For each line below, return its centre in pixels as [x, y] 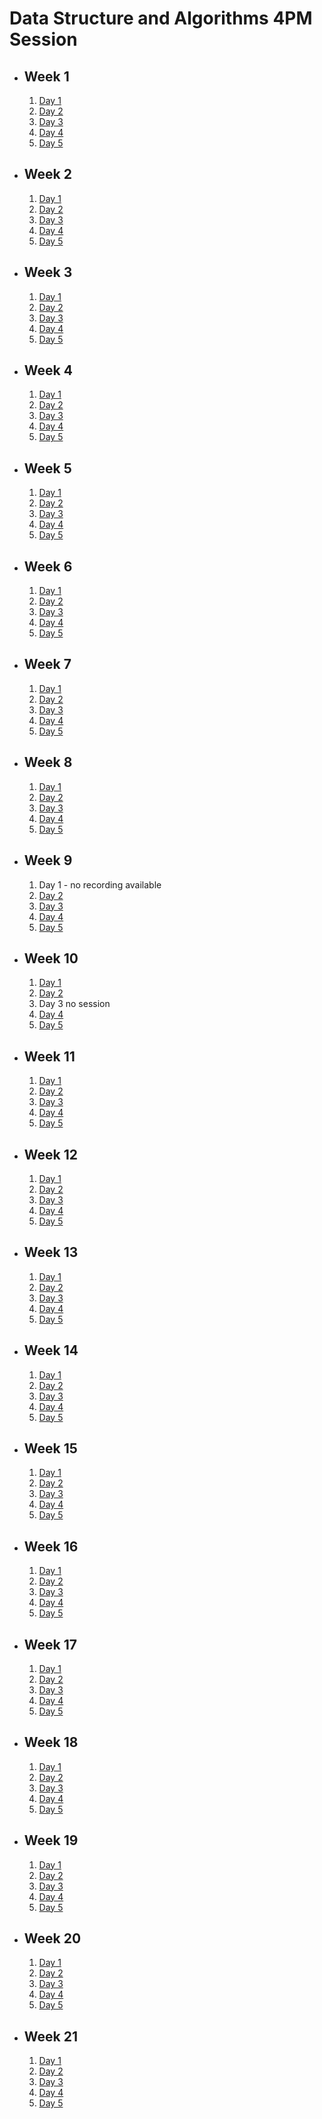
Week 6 [48, 566]
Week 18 [51, 1742]
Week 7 [47, 664]
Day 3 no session [74, 1004]
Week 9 [48, 860]
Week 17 [50, 1644]
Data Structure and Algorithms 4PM [161, 18]
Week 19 [51, 1840]
